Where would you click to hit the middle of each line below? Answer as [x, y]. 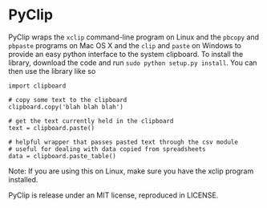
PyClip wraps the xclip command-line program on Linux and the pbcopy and [133, 37]
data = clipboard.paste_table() [62, 156]
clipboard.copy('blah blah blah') [66, 107]
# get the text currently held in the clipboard [91, 121]
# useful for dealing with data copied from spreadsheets [107, 149]
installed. [23, 179]
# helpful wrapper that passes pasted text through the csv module [123, 142]
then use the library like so [52, 71]
